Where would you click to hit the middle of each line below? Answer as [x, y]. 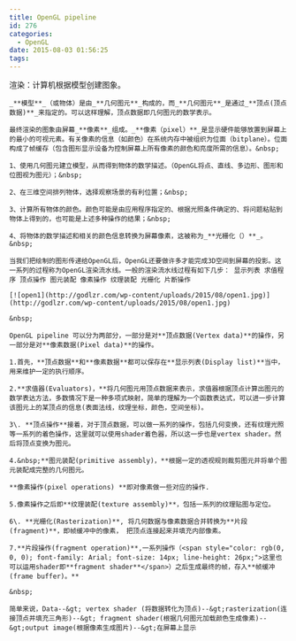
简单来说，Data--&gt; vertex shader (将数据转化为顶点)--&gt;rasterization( [145, 609]
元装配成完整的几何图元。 [49, 470]
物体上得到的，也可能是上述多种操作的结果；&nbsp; [90, 219]
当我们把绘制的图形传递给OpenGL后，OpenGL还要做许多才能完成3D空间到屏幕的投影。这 [145, 261]
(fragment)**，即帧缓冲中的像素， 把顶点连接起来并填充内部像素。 [117, 531]
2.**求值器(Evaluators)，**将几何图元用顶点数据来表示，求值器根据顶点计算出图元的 [147, 389]
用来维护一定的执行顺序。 [49, 372]
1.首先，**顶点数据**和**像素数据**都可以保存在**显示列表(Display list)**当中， [147, 362]
